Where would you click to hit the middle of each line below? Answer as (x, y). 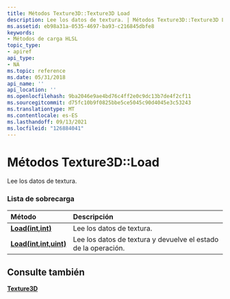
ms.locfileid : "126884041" (46, 128)
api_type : (21, 58)
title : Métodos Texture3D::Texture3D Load (68, 13)
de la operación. (99, 248)
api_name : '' (26, 84)
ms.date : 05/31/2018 (37, 77)
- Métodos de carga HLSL (42, 39)
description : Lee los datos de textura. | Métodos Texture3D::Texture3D (113, 20)
